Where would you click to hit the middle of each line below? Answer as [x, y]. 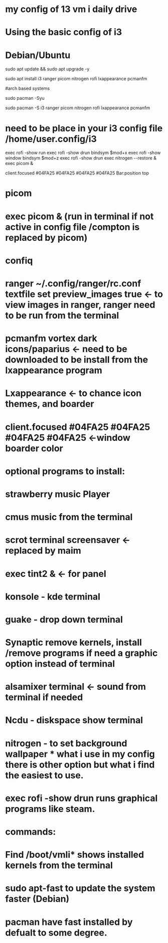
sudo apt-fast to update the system [80, 888]
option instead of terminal [60, 664]
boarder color [34, 448]
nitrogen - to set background [66, 743]
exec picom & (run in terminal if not [79, 216]
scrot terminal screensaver [63, 540]
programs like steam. [50, 809]
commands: [31, 832]
